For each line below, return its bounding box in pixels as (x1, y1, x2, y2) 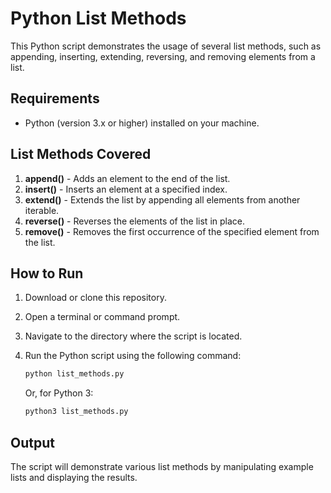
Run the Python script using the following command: (24, 350, 242, 362)
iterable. (24, 204, 60, 216)
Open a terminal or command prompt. (24, 311, 181, 323)
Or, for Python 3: (24, 387, 94, 399)
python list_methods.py (24, 369, 125, 379)
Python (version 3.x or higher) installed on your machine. (24, 117, 260, 129)
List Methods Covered (10, 146, 152, 163)
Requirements (10, 90, 100, 107)
